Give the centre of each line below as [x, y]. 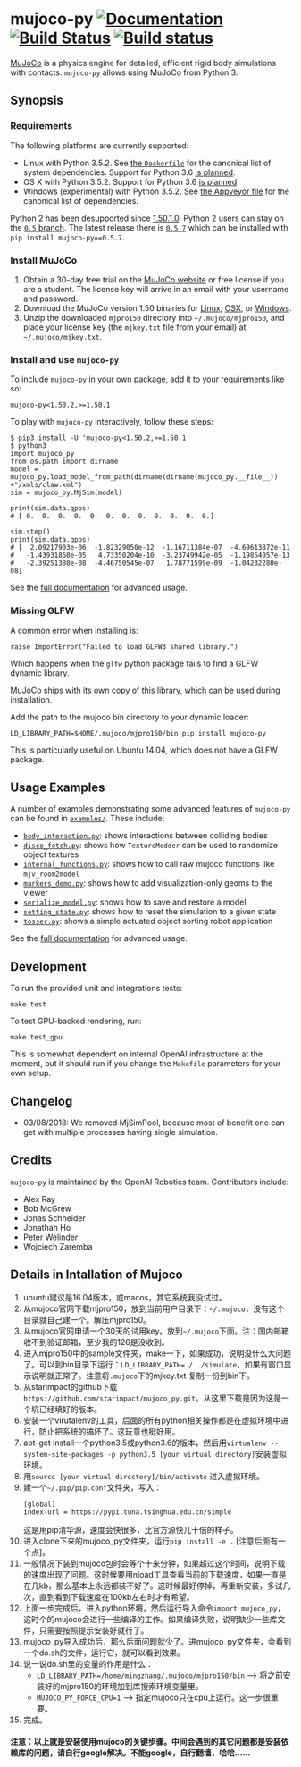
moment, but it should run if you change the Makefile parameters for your [146, 1064]
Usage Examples [58, 787]
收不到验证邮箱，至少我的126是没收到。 [96, 1342]
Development [49, 967]
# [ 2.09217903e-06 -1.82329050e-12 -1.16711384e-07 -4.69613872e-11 [150, 548]
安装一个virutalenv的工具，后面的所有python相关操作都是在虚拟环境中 [152, 1420]
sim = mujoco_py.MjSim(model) [67, 493]
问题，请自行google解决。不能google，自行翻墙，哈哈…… [142, 1753]
